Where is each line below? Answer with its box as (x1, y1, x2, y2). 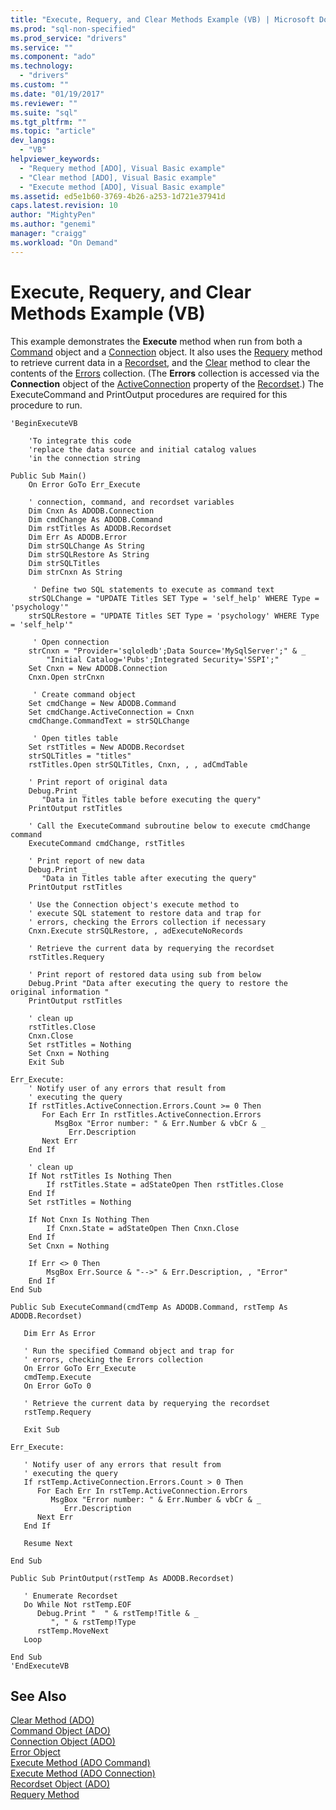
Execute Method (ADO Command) (10, 1757, 151, 1769)
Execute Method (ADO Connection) (10, 1767, 156, 1780)
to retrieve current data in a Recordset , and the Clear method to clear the (10, 356, 311, 368)
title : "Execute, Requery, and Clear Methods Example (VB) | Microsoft (10, 14, 315, 25)
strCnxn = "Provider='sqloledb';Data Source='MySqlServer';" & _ (28, 646, 307, 656)
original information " (10, 987, 110, 997)
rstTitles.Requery (28, 952, 105, 962)
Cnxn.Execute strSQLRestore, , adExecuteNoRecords (28, 926, 244, 936)
